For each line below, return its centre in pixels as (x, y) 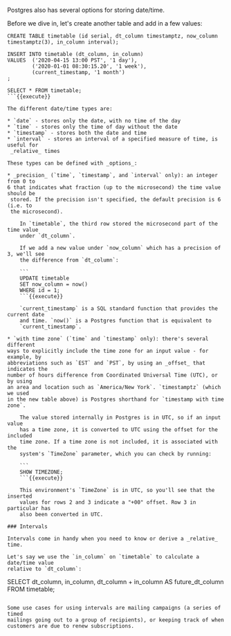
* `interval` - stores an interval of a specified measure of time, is (112, 139)
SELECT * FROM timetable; (44, 91)
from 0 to (21, 181)
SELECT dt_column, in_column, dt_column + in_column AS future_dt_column (115, 582)
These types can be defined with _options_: (72, 163)
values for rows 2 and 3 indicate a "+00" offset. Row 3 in (108, 502)
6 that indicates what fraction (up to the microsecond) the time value (114, 188)
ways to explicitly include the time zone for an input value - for (108, 351)
